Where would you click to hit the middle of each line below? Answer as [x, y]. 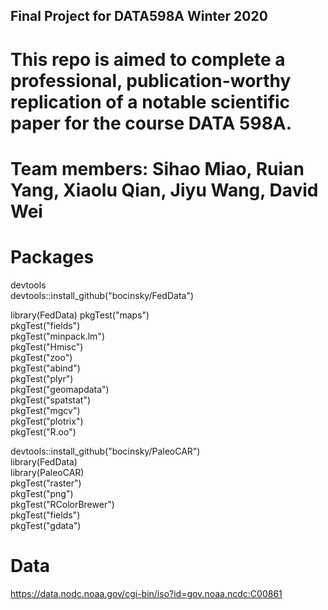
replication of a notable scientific [150, 101]
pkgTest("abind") [45, 368]
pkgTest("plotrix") [47, 421]
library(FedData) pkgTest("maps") [80, 315]
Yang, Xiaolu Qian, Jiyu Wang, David [164, 190]
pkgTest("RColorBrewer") [62, 504]
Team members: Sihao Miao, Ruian [157, 168]
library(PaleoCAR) [47, 472]
